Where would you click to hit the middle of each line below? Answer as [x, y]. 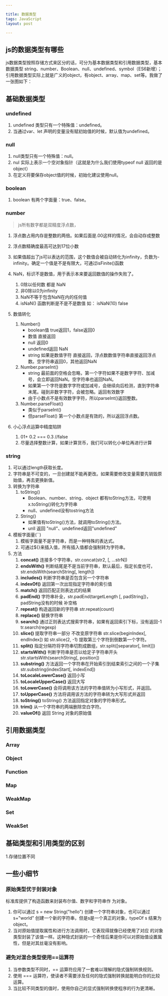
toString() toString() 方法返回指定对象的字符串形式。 [74, 701]
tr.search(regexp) [38, 627]
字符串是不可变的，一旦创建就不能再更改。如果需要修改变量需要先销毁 [85, 474]
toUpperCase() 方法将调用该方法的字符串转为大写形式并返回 [83, 694]
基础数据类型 [25, 99]
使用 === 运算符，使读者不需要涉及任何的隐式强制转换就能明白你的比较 [86, 975]
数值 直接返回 [42, 336]
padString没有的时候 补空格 [48, 603]
